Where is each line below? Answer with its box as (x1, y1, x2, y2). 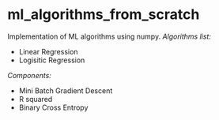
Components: (7, 70, 52, 80)
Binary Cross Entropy (18, 103, 89, 112)
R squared (18, 94, 53, 103)
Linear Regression (18, 47, 78, 56)
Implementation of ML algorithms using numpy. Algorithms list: (7, 32, 211, 41)
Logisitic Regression (18, 55, 85, 65)
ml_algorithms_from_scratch (7, 6, 200, 24)
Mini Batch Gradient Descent (18, 85, 113, 96)
